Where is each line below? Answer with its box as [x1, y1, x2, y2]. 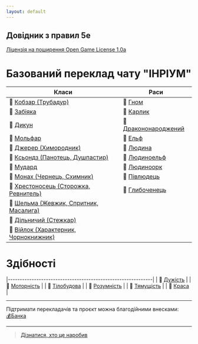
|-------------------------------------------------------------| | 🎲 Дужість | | [6, 276, 192, 283]
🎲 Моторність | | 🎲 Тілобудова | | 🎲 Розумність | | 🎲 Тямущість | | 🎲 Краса [6, 283, 190, 290]
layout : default [6, 8, 46, 15]
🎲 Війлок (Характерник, [9, 225, 77, 234]
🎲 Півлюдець [123, 172, 160, 181]
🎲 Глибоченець [123, 186, 167, 194]
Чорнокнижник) [9, 233, 55, 241]
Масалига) [9, 207, 40, 215]
